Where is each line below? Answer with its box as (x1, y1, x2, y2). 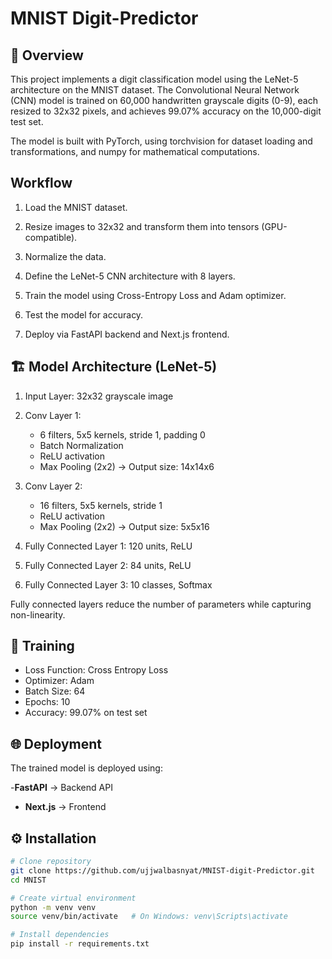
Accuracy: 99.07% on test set (24, 707, 148, 719)
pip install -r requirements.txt (10, 939, 150, 949)
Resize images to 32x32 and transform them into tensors (24, 220, 260, 232)
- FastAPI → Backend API (10, 782, 113, 794)
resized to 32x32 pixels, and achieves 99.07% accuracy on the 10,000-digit (10, 105, 322, 117)
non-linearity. (10, 608, 66, 621)
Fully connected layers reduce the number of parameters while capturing (10, 598, 312, 610)
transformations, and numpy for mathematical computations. (10, 146, 260, 157)
